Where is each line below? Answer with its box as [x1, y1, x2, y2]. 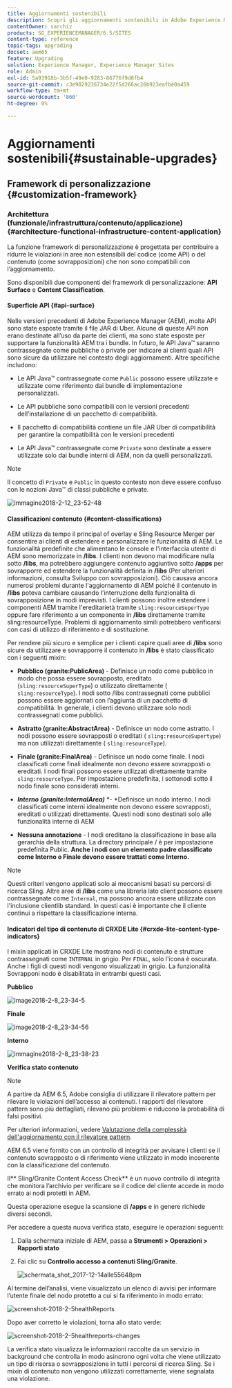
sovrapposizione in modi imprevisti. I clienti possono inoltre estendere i [7, 596, 209, 604]
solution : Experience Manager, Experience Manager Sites [7, 62, 175, 68]
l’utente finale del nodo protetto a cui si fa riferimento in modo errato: [7, 1291, 204, 1300]
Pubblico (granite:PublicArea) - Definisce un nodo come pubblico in [17, 667, 213, 675]
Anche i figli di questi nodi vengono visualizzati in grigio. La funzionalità [7, 962, 211, 970]
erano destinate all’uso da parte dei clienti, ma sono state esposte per [7, 331, 205, 340]
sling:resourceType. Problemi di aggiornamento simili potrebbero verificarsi [7, 618, 221, 627]
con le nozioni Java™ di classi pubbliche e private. [7, 485, 149, 493]
